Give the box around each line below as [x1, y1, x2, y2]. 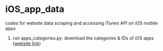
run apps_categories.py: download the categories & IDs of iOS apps [12, 35, 154, 41]
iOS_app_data [5, 3, 65, 15]
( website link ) [12, 40, 42, 46]
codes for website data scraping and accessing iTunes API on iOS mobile [5, 20, 158, 26]
